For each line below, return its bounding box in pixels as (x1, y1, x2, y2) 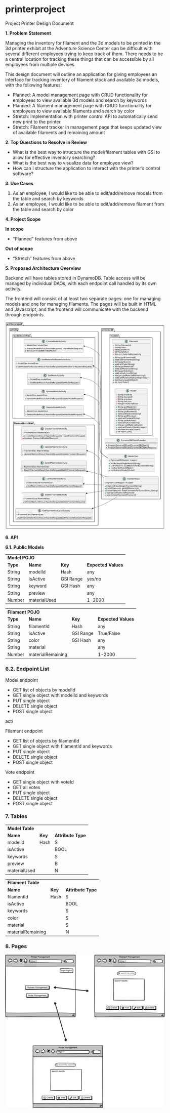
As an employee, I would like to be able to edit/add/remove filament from (12, 201, 164, 207)
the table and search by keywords (12, 195, 83, 201)
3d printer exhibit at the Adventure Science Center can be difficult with (5, 45, 153, 51)
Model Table (7, 825, 34, 831)
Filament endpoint (5, 728, 43, 734)
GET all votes (12, 784, 40, 790)
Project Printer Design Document (5, 20, 74, 26)
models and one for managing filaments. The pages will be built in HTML (5, 301, 157, 307)
